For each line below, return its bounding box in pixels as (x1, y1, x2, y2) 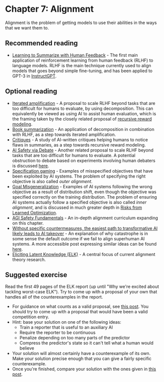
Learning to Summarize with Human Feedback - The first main (12, 52, 138, 58)
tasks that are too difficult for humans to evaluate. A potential (12, 152, 136, 158)
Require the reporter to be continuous (19, 330, 96, 335)
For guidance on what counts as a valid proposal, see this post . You (12, 304, 149, 309)
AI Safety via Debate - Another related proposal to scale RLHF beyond (12, 147, 154, 153)
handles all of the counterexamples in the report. (5, 294, 103, 300)
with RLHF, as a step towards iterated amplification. (12, 131, 116, 137)
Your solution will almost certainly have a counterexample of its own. (12, 351, 151, 357)
